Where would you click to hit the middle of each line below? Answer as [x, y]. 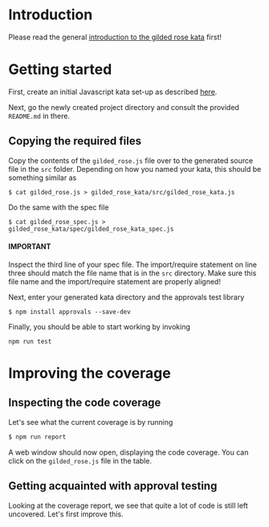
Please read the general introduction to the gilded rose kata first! [115, 37]
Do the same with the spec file [59, 207]
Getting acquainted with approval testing [113, 486]
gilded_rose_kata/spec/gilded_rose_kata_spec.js [91, 229]
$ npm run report [37, 437]
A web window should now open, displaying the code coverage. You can [128, 452]
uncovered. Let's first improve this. [66, 514]
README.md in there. [39, 116]
